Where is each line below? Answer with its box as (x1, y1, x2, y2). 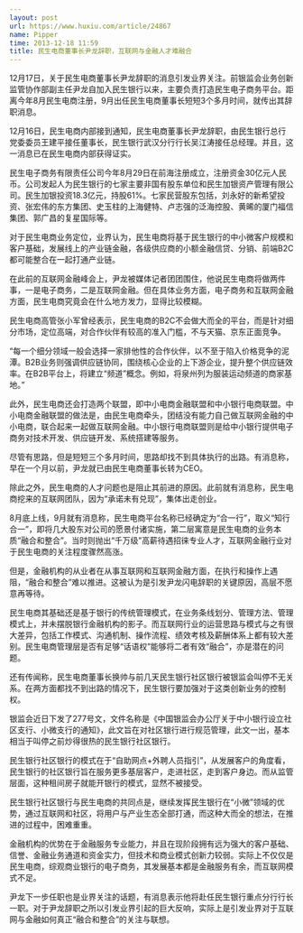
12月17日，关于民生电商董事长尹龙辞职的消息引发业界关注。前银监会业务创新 (9, 73, 294, 84)
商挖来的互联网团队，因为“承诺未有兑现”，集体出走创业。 (9, 494, 223, 504)
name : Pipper (9, 30, 59, 39)
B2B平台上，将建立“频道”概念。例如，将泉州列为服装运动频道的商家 (32, 368, 285, 379)
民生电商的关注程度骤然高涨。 (16, 547, 128, 558)
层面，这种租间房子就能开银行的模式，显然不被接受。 (9, 778, 207, 789)
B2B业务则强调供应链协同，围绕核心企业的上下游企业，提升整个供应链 (24, 357, 286, 368)
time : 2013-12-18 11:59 (9, 38, 99, 48)
